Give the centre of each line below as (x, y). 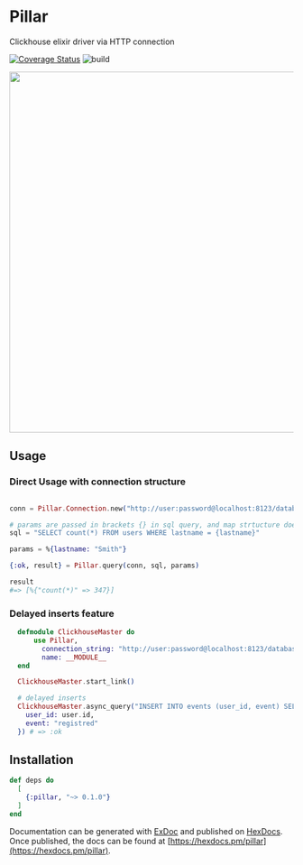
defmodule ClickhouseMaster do (76, 632)
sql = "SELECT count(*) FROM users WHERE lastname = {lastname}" (134, 533)
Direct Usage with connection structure (98, 482)
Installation (41, 760)
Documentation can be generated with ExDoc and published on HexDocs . (146, 831)
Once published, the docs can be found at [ (90, 841)
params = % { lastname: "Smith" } (68, 549)
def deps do (32, 781)
